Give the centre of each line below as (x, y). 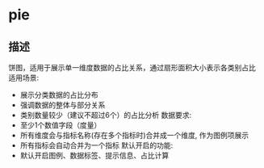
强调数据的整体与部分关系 (63, 105)
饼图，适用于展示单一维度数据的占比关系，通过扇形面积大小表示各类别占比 (132, 67)
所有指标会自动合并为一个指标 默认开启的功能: (96, 145)
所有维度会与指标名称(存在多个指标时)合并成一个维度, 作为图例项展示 (134, 135)
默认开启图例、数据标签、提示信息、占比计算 (94, 155)
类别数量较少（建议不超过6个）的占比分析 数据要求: (106, 115)
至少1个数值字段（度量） (61, 125)
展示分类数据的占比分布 (59, 95)
